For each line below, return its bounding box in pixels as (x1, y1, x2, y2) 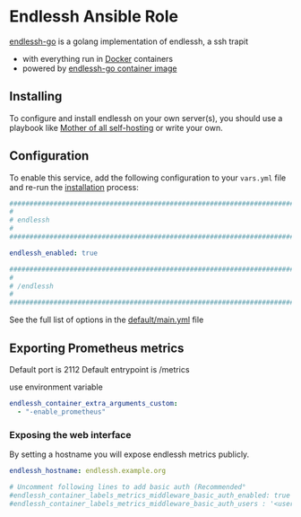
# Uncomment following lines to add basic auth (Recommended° (9, 482, 246, 491)
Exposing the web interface (9, 428, 132, 441)
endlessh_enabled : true (9, 249, 99, 258)
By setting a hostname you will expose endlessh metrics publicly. (9, 449, 250, 460)
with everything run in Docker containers (21, 53, 173, 64)
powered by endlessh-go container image (21, 63, 177, 74)
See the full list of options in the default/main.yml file (9, 314, 204, 325)
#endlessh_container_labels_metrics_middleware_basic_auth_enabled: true (9, 491, 291, 500)
